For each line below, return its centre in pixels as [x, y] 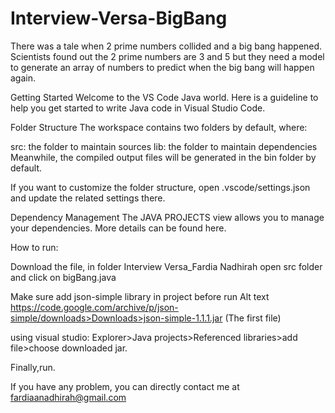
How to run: [34, 247]
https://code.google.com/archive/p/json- [94, 307]
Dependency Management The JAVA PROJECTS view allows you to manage [167, 217]
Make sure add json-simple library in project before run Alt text [140, 296]
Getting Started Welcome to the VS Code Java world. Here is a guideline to [164, 97]
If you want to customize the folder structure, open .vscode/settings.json [160, 187]
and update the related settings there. [88, 198]
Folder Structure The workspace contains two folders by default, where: [159, 127]
